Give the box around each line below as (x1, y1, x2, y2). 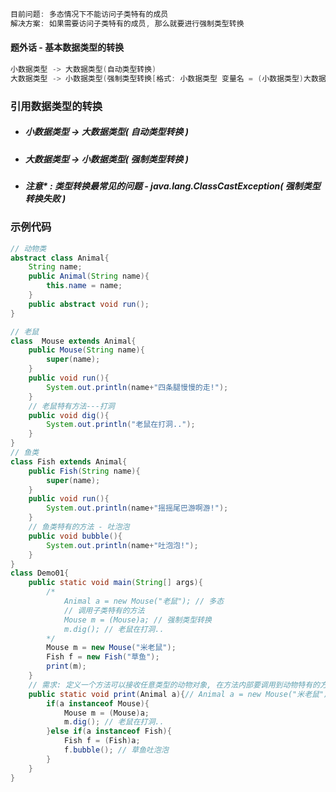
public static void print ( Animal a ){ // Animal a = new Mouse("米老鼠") (28, 689, 329, 699)
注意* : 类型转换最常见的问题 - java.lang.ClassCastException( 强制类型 (24, 180, 321, 192)
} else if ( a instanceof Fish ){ (46, 726, 172, 737)
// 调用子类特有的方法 (63, 605, 145, 615)
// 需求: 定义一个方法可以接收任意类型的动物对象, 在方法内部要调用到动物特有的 (28, 680, 320, 690)
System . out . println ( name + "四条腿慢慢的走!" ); (46, 382, 229, 392)
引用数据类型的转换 (10, 99, 103, 113)
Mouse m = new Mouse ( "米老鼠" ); (46, 643, 177, 653)
